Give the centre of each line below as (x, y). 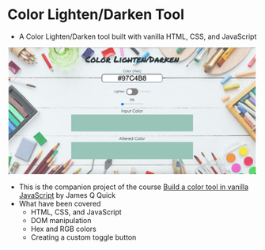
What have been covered (60, 204)
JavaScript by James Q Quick (67, 195)
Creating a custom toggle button (83, 237)
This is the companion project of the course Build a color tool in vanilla (134, 187)
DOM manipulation (61, 221)
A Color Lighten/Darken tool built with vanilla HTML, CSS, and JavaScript (138, 36)
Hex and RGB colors (63, 229)
